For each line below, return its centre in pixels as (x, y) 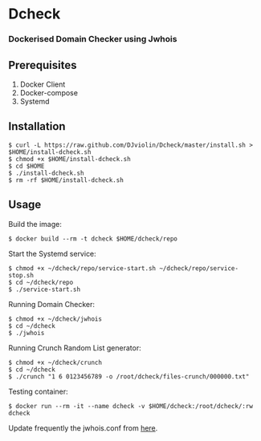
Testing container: (38, 391)
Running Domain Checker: (51, 304)
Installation (37, 126)
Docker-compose (49, 92)
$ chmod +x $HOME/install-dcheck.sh (69, 159)
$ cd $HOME (27, 166)
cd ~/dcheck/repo (45, 282)
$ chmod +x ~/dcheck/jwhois (55, 319)
